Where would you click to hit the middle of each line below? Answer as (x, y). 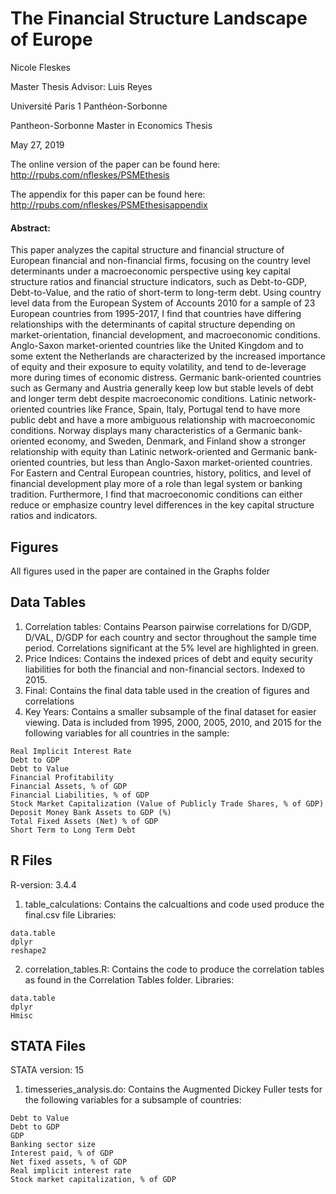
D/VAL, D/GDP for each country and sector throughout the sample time (171, 637)
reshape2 (28, 950)
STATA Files (48, 1045)
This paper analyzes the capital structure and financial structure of (147, 250)
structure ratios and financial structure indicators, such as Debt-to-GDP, (159, 282)
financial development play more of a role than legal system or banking (156, 484)
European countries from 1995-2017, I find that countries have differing (156, 314)
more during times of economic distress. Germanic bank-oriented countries (166, 378)
